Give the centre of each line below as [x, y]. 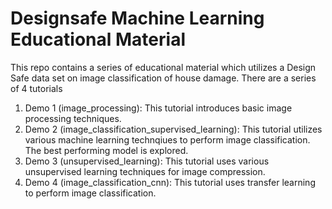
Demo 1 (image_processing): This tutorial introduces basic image [158, 108]
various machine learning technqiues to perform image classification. [167, 139]
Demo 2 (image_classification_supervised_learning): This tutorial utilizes [173, 129]
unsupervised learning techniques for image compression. [145, 171]
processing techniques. [73, 118]
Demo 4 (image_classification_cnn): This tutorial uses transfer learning [170, 182]
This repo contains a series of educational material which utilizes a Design [163, 67]
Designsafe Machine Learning [137, 18]
